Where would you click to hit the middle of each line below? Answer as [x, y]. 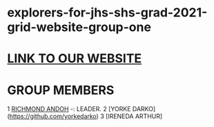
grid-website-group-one [79, 27]
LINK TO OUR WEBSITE [75, 59]
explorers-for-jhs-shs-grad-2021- [107, 13]
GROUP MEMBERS [61, 90]
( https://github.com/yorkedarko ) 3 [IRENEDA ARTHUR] [85, 116]
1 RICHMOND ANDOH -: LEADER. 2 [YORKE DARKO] [81, 109]
